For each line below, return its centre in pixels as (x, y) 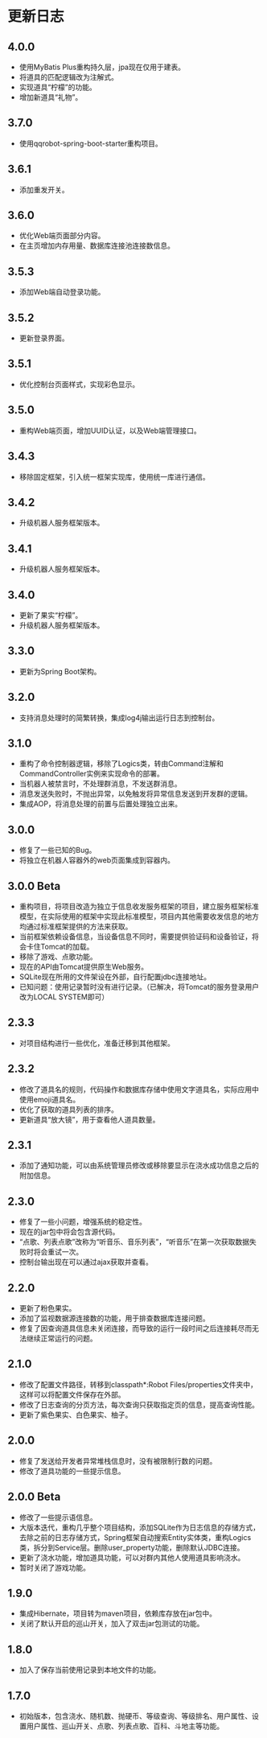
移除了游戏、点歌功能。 (58, 957)
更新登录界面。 (44, 338)
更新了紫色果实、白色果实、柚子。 (76, 1415)
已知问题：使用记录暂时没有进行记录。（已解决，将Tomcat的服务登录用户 (139, 987)
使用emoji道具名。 (49, 1099)
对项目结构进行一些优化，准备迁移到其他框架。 (97, 1043)
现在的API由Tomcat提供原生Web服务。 (84, 967)
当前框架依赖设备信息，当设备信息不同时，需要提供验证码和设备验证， (136, 937)
